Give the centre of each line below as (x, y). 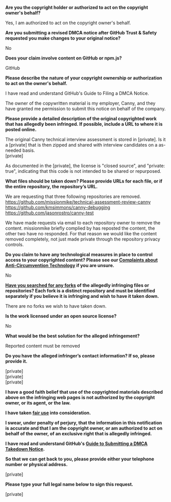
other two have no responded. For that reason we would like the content (81, 234)
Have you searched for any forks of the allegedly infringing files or (77, 285)
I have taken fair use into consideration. (48, 413)
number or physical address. (36, 464)
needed (13, 150)
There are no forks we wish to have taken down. (56, 306)
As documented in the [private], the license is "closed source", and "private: (85, 166)
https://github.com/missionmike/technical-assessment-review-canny (78, 202)
